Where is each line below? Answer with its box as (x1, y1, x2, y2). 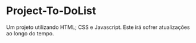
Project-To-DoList (6, 4, 97, 18)
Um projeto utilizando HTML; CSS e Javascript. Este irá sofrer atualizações (6, 24, 190, 31)
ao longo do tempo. (6, 29, 54, 37)
